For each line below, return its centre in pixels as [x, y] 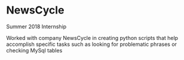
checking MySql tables [34, 50]
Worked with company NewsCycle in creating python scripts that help [92, 38]
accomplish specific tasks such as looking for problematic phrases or [92, 44]
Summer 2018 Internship [36, 26]
